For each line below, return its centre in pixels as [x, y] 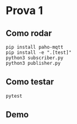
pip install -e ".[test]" [38, 53]
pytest [14, 96]
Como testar [30, 82]
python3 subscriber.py [35, 58]
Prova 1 [24, 11]
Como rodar [29, 33]
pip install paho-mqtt [35, 47]
